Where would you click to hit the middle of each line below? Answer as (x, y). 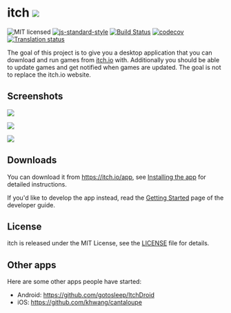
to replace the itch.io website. (49, 75)
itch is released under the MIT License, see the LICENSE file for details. (108, 243)
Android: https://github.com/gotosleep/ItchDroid (86, 295)
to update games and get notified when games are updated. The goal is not (114, 67)
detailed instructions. (37, 184)
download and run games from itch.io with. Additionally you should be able (113, 59)
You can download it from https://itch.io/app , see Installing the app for (107, 177)
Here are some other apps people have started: (74, 282)
